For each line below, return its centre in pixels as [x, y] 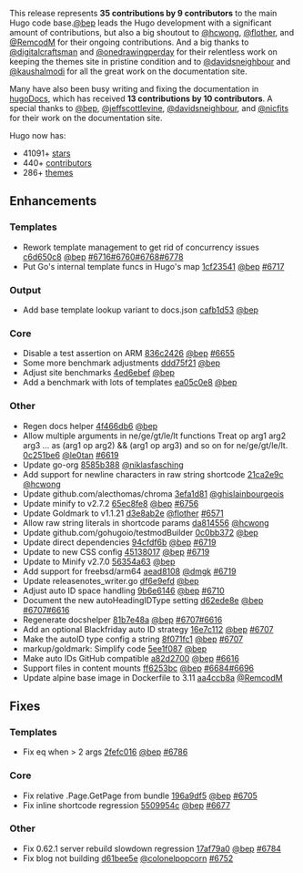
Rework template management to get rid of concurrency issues [141, 247]
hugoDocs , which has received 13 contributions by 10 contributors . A [141, 98]
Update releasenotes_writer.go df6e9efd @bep [111, 580]
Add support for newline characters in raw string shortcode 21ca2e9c [153, 474]
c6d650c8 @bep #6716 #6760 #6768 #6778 [103, 257]
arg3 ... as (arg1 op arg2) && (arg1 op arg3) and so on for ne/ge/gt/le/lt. [155, 445]
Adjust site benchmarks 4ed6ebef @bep [99, 373]
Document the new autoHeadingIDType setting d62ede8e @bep [143, 600]
